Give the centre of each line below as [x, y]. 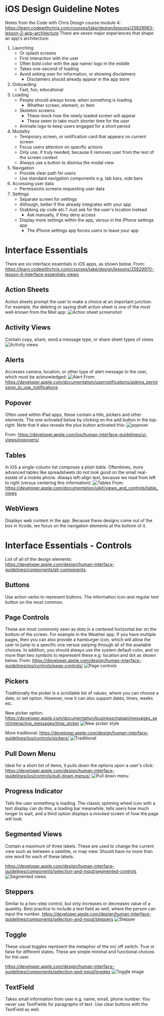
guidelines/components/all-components [46, 569]
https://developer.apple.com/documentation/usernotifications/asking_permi [82, 382]
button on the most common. [34, 602]
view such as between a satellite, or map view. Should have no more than [79, 851]
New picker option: [24, 713]
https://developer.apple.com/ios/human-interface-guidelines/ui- [83, 435]
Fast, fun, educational [41, 89]
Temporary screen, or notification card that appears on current [83, 137]
